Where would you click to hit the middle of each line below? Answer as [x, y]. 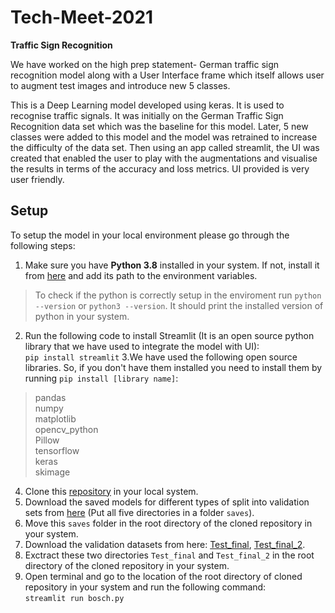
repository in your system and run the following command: [145, 587]
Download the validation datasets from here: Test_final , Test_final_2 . [165, 544]
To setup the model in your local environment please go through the [150, 235]
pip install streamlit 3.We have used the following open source [161, 357]
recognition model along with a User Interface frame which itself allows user [167, 75]
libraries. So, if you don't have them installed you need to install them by [173, 367]
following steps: [43, 245]
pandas [50, 397]
